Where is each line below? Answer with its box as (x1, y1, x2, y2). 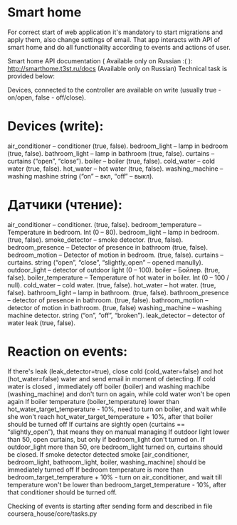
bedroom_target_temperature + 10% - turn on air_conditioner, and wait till (7, 472, 223, 481)
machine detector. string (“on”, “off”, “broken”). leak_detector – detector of (7, 311, 226, 319)
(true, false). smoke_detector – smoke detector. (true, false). (7, 235, 184, 244)
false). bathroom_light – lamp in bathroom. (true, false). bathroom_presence (7, 288, 229, 297)
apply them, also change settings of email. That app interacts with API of (7, 35, 221, 43)
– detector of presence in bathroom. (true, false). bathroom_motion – (7, 296, 209, 304)
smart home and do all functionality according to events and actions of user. (7, 43, 231, 51)
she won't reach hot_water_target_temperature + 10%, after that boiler (7, 412, 214, 420)
